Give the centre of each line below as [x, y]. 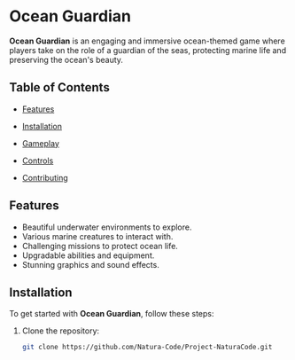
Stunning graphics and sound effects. [90, 264]
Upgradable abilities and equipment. [88, 255]
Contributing [45, 177]
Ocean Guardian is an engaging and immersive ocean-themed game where [147, 41]
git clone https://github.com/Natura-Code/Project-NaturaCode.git [147, 348]
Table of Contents [60, 87]
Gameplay [41, 143]
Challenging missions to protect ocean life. [100, 246]
